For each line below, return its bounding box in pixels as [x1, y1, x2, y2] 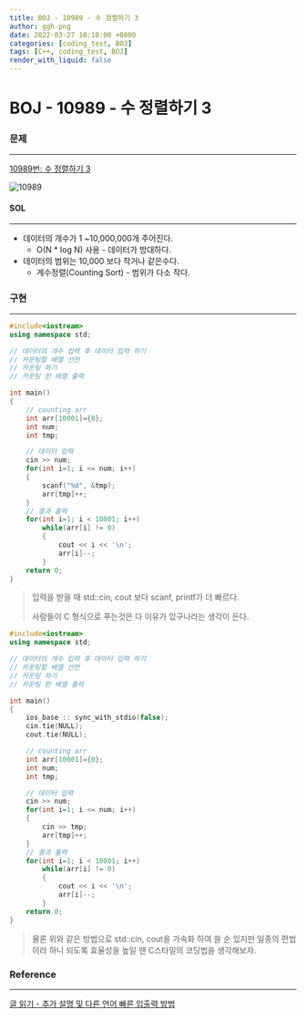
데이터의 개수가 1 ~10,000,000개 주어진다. [22, 232, 174, 243]
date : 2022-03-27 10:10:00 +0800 [9, 30, 137, 39]
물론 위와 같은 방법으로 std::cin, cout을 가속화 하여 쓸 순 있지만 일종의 [31, 933, 280, 944]
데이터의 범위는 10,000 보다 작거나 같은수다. [22, 255, 179, 266]
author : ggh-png [9, 22, 71, 31]
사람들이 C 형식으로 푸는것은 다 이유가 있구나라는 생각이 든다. [31, 612, 250, 622]
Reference [9, 968, 56, 981]
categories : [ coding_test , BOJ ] [9, 38, 132, 48]
